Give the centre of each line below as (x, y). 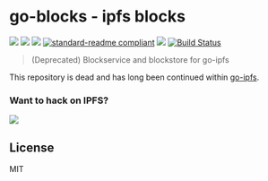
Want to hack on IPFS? (59, 100)
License (32, 147)
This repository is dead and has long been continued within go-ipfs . (134, 77)
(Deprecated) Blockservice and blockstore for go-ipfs (130, 59)
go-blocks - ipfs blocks (98, 17)
